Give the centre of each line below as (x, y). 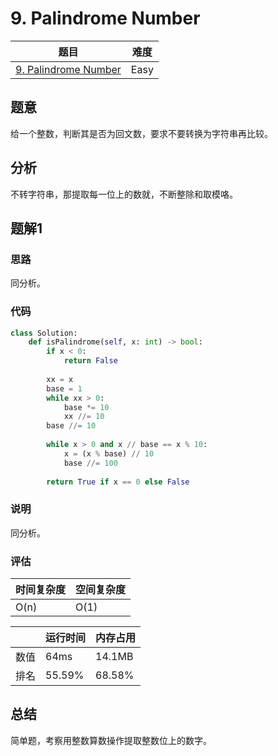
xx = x (60, 379)
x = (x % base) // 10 (109, 453)
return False (90, 361)
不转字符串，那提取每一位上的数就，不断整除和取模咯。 (124, 194)
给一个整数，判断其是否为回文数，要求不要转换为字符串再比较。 (141, 133)
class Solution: (44, 333)
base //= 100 (90, 463)
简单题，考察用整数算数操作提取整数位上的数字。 (111, 740)
